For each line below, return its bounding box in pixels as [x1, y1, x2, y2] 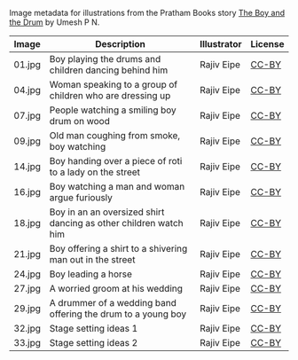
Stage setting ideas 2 [49, 337, 138, 348]
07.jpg [13, 110, 42, 121]
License [250, 38, 285, 50]
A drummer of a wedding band [49, 297, 177, 309]
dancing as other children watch [49, 217, 184, 229]
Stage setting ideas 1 [49, 323, 138, 334]
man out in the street [49, 254, 136, 265]
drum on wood [49, 115, 111, 127]
